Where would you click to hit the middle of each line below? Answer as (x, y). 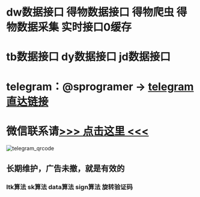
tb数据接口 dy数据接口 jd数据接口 (89, 57)
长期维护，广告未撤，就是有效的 (65, 168)
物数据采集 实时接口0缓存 (69, 27)
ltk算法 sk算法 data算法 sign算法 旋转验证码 (70, 187)
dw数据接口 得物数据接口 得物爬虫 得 (97, 12)
